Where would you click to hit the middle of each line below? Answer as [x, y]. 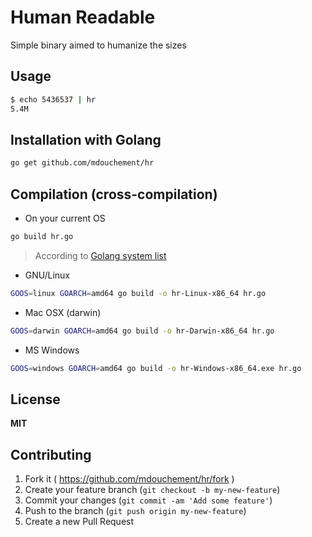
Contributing [51, 454]
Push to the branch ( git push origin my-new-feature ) [135, 511]
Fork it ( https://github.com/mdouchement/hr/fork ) [129, 479]
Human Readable [83, 17]
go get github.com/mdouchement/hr [82, 163]
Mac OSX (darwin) [63, 312]
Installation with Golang [86, 139]
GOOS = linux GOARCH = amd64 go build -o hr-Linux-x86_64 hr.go [138, 293]
